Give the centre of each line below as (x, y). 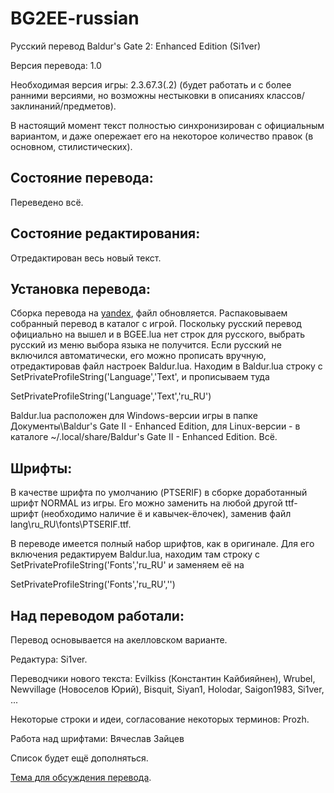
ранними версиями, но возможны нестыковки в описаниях (137, 95)
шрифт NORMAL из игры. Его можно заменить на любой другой (146, 503)
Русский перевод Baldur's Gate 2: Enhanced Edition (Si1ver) (136, 46)
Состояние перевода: (82, 178)
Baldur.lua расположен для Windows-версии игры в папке (134, 416)
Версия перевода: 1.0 (56, 65)
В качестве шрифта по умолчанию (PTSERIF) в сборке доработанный (159, 493)
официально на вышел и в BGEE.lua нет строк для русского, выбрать (158, 334)
